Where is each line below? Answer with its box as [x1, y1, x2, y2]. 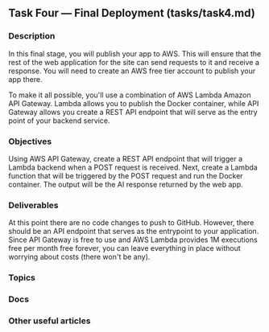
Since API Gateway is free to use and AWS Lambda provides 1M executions [8, 235, 258, 244]
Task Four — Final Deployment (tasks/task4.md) [8, 6, 255, 20]
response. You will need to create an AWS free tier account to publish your [8, 66, 256, 76]
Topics [8, 273, 36, 284]
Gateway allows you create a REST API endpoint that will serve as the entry [8, 107, 258, 117]
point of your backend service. [8, 116, 110, 125]
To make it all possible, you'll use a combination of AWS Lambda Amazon [8, 90, 251, 100]
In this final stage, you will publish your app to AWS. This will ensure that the [8, 48, 262, 59]
